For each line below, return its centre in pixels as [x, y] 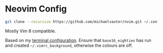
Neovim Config [36, 9]
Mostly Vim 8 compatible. [31, 31]
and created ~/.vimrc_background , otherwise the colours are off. [69, 45]
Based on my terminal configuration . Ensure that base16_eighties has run [78, 40]
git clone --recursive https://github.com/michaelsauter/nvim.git [73, 22]
